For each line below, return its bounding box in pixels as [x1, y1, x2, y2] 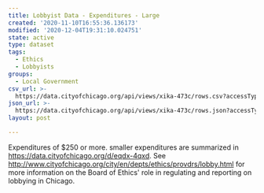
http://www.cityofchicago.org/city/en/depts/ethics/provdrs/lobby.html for [8, 159, 245, 169]
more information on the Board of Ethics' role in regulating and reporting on [8, 167, 252, 177]
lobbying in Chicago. [8, 176, 75, 185]
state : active [8, 33, 55, 42]
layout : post [8, 114, 51, 122]
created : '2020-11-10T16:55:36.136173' [8, 19, 139, 27]
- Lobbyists [15, 63, 55, 71]
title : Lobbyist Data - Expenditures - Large [8, 11, 159, 20]
